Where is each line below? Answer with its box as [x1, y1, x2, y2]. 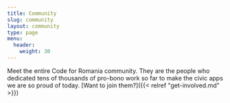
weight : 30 [19, 48, 51, 55]
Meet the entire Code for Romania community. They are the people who [7, 66, 210, 75]
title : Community [7, 10, 57, 17]
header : [13, 42, 36, 48]
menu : [7, 35, 23, 42]
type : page [7, 29, 38, 36]
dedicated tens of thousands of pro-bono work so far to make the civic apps [7, 74, 223, 82]
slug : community [7, 16, 54, 23]
